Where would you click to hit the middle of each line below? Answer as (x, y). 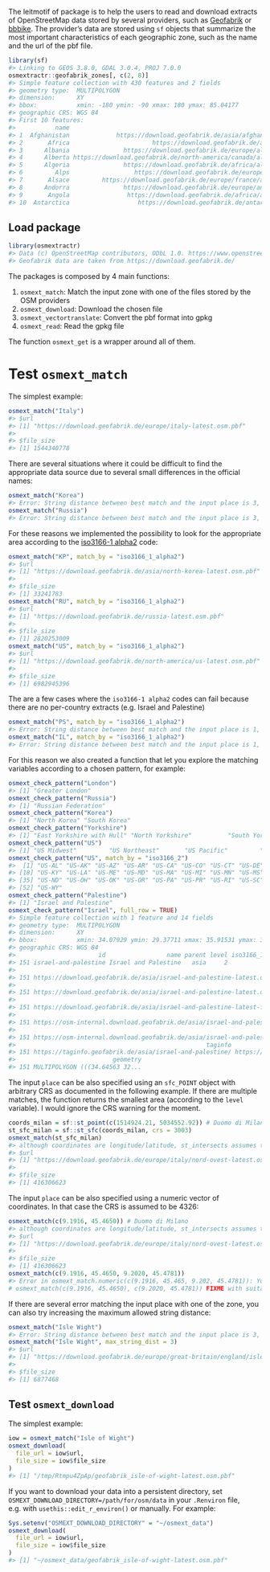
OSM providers (45, 300)
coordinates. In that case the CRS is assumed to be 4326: (104, 1206)
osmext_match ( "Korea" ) (46, 496)
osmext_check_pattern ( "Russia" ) (62, 798)
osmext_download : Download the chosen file (91, 309)
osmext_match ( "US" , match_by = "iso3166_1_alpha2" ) (96, 646)
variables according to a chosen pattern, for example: (97, 768)
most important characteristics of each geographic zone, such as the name (133, 37)
